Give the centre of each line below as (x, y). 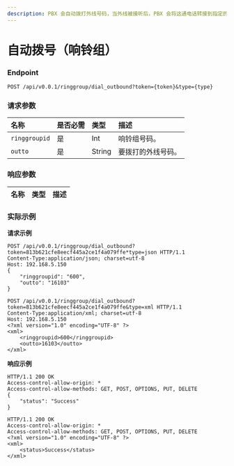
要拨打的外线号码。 (149, 152)
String (101, 152)
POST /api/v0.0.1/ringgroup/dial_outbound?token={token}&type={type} (110, 87)
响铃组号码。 (139, 139)
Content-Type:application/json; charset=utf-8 (76, 258)
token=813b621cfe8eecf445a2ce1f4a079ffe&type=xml (81, 307)
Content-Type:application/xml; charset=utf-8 (74, 313)
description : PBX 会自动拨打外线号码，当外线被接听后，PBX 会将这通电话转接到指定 (115, 14)
